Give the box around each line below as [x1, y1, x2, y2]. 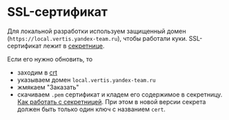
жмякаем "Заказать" [17, 83, 79, 91]
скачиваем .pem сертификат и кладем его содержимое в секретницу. [17, 90, 223, 99]
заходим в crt [17, 68, 57, 77]
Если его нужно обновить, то [7, 54, 93, 63]
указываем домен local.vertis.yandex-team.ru [17, 75, 157, 83]
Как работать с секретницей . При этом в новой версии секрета [17, 97, 206, 106]
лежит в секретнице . [43, 41, 105, 50]
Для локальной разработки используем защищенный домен [7, 27, 186, 35]
